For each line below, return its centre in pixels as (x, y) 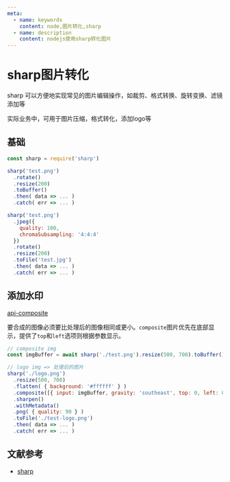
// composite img (32, 348)
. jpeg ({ (24, 221)
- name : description (42, 33)
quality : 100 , (39, 228)
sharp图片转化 (48, 75)
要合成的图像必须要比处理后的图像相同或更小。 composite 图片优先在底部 (108, 327)
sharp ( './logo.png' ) (37, 374)
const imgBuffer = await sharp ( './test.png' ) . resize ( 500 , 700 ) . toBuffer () (116, 355)
